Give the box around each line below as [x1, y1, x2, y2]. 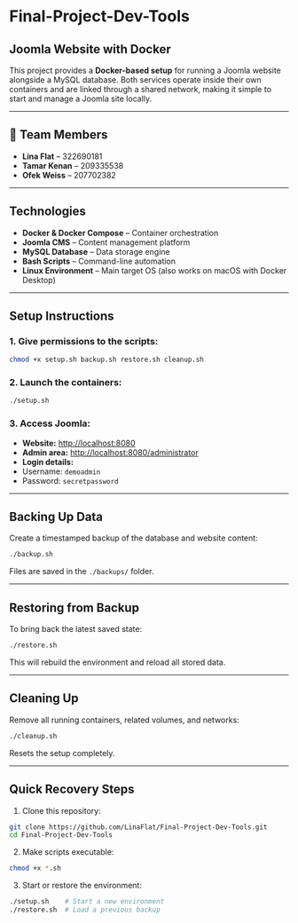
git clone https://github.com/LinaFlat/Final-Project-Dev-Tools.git [9, 823, 268, 832]
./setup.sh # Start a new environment [9, 897, 165, 906]
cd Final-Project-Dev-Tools [9, 831, 114, 840]
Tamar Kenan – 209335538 [21, 160, 124, 170]
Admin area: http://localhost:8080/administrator [21, 446, 200, 458]
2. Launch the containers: [9, 376, 122, 389]
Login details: [21, 456, 74, 467]
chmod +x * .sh [9, 864, 62, 873]
